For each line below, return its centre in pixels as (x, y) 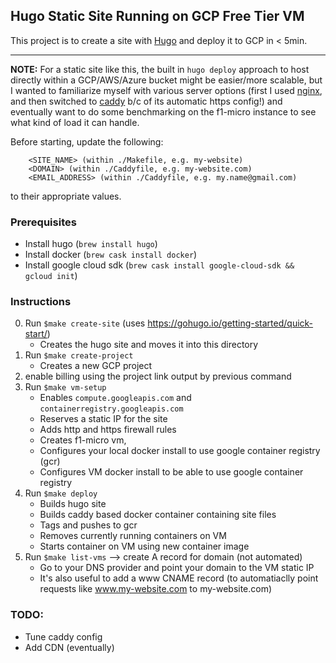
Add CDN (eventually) (69, 647)
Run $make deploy (61, 493)
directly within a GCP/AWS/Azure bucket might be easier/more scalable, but (166, 80)
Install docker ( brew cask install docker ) (111, 255)
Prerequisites (43, 222)
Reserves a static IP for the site (103, 419)
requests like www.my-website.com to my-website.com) (156, 589)
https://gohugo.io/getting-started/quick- (230, 323)
